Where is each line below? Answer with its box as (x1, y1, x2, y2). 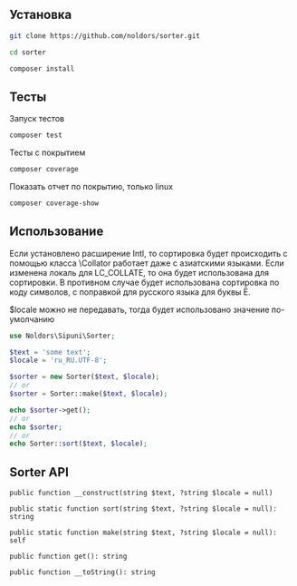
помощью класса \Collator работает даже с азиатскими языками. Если (9, 258, 284, 269)
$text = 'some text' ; (9, 347, 91, 356)
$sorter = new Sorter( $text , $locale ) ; (9, 372, 160, 382)
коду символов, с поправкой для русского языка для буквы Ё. (9, 286, 251, 298)
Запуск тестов (9, 113, 65, 124)
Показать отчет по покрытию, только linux (9, 181, 174, 191)
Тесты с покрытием (9, 147, 86, 158)
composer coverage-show (9, 199, 100, 208)
